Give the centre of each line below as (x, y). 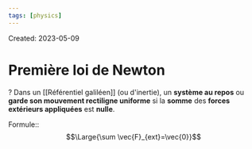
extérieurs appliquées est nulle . (62, 109)
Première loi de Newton (87, 70)
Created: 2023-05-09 (44, 38)
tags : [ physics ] (35, 15)
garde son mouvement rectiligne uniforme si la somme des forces (119, 101)
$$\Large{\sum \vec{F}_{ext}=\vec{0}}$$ (134, 136)
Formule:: (24, 124)
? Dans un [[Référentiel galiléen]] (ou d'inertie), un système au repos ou (126, 92)
